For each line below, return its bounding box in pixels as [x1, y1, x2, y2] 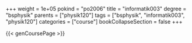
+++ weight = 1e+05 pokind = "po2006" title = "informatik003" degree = [5, 5, 187, 12]
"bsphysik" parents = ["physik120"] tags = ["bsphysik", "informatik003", [5, 12, 185, 19]
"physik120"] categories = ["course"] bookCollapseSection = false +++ [5, 18, 183, 25]
